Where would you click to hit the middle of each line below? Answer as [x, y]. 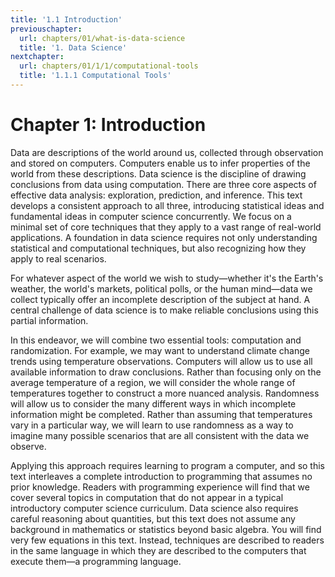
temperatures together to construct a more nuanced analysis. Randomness [165, 393]
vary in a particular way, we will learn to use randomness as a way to [152, 425]
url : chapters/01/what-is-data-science [102, 38]
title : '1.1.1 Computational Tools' [95, 76]
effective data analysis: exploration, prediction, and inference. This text [156, 195]
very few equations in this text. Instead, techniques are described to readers [167, 540]
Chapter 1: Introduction [108, 125]
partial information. [49, 320]
